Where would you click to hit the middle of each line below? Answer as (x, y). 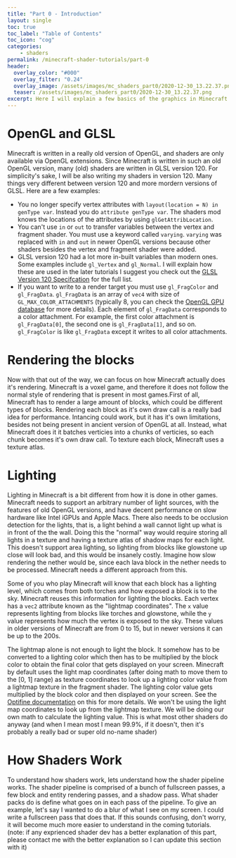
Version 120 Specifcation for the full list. (75, 279)
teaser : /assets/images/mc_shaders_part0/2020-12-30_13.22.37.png (113, 92)
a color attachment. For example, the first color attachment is (106, 316)
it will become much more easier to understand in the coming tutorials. (110, 824)
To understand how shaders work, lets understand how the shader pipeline (116, 780)
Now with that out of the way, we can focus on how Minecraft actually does (117, 379)
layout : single (29, 20)
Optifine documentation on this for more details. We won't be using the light (117, 702)
